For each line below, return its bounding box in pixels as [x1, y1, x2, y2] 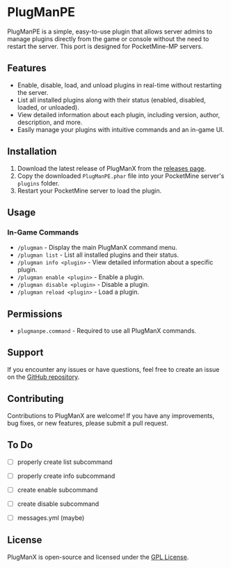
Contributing [7, 393, 64, 405]
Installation [7, 146, 57, 158]
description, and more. [17, 118, 83, 126]
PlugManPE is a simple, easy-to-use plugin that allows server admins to [7, 27, 213, 36]
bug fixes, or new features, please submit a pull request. [7, 419, 168, 427]
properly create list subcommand [17, 458, 113, 466]
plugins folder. [17, 179, 60, 187]
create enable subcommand [17, 486, 98, 494]
